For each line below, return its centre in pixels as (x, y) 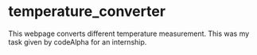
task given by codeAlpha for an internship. (78, 41)
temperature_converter (87, 12)
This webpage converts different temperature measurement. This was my (129, 33)
